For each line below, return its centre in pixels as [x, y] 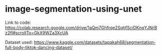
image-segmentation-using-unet [73, 9]
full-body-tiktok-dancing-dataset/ [39, 47]
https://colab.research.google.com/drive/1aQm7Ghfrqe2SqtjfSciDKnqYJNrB [81, 27]
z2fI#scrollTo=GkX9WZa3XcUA [37, 33]
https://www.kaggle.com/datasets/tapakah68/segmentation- [95, 42]
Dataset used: [19, 42]
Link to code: [18, 22]
